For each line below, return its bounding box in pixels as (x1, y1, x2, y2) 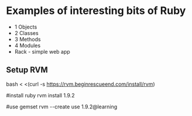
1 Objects (14, 23, 37, 30)
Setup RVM (6, 65, 48, 75)
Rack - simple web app (14, 48, 70, 55)
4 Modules (14, 42, 41, 49)
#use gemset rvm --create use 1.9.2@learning (6, 103, 118, 110)
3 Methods (14, 36, 41, 43)
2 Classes (14, 29, 39, 36)
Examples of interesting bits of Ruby (6, 4, 186, 17)
